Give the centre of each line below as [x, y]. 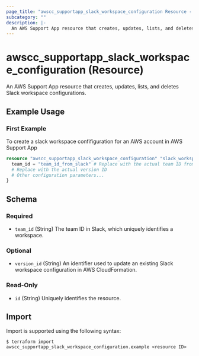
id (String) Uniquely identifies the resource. [68, 298]
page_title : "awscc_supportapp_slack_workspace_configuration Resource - [99, 12]
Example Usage [36, 111]
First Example [26, 128]
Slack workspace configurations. [46, 93]
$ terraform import [30, 342]
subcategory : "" [26, 17]
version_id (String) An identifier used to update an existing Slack [94, 263]
